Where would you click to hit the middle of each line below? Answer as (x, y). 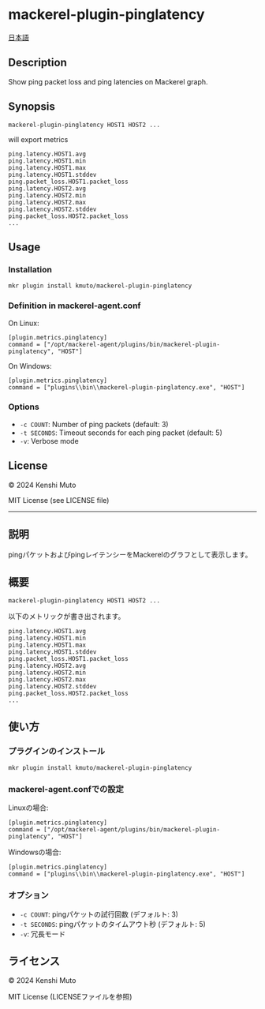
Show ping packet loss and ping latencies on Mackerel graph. (108, 81)
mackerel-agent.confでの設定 (66, 789)
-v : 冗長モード (43, 934)
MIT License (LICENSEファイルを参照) (70, 997)
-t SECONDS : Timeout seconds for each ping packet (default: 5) (121, 433)
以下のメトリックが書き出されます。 (67, 617)
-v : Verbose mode (49, 441)
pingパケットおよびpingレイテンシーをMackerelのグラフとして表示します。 (130, 555)
